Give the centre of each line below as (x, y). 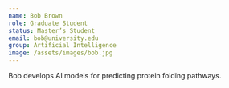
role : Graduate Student (48, 23)
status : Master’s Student (51, 30)
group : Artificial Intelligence (62, 46)
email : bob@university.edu (53, 38)
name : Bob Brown (35, 16)
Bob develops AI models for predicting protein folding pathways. (115, 76)
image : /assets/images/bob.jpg (61, 53)
